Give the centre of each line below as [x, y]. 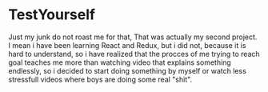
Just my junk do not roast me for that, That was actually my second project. [133, 37]
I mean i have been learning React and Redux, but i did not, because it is [127, 45]
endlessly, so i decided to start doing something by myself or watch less [127, 70]
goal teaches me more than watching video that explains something [120, 62]
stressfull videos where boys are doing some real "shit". [100, 79]
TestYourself [52, 15]
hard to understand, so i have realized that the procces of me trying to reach [134, 54]
